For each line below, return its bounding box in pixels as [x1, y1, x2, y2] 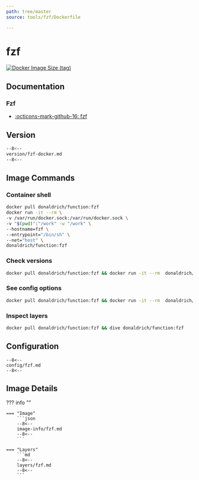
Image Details [6, 383, 58, 394]
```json [17, 415, 36, 422]
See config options [6, 284, 62, 292]
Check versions [6, 257, 52, 265]
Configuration [6, 342, 59, 352]
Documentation [6, 81, 65, 92]
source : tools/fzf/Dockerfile [6, 14, 81, 20]
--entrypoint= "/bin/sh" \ [6, 231, 70, 237]
